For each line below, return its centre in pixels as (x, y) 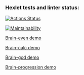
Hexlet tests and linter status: (42, 8)
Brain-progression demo (31, 67)
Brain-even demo (23, 38)
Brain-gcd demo (22, 57)
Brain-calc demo (23, 48)
